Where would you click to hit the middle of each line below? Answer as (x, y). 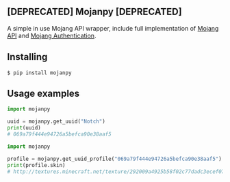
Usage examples (43, 94)
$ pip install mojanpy (39, 73)
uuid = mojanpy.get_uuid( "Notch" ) (56, 122)
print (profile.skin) (37, 165)
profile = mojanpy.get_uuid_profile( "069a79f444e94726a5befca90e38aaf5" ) (115, 159)
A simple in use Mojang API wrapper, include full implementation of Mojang (113, 28)
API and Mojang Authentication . (52, 35)
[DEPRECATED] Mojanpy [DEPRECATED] (95, 12)
